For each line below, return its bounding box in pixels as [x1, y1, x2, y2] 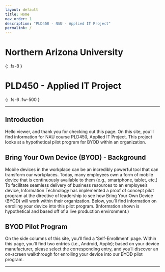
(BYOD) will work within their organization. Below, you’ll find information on [5, 198, 157, 204]
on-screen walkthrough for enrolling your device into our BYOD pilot [5, 251, 143, 257]
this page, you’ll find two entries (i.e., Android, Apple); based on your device [5, 241, 160, 247]
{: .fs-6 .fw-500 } [5, 97, 40, 102]
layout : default [5, 7, 38, 12]
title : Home [5, 12, 29, 17]
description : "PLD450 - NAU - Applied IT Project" [5, 21, 111, 26]
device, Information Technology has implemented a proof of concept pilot [5, 187, 154, 193]
